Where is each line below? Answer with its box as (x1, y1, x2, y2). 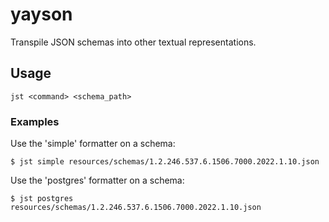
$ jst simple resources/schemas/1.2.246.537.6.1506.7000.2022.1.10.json (10, 157, 320, 167)
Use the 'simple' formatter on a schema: (10, 138, 176, 150)
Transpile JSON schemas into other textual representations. (10, 36, 257, 48)
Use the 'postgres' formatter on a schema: (10, 174, 185, 187)
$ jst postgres (10, 194, 74, 204)
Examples (10, 114, 60, 128)
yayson (10, 3, 73, 26)
